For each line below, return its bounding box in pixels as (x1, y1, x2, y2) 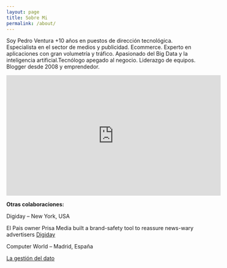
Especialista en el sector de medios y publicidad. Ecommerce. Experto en (6, 43, 192, 51)
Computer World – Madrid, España (6, 243, 94, 250)
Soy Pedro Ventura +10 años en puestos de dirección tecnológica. (6, 37, 173, 45)
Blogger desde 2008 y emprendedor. (6, 63, 100, 70)
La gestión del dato (6, 255, 55, 262)
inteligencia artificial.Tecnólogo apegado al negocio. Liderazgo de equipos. (6, 56, 196, 64)
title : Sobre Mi (6, 15, 48, 21)
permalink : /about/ (6, 20, 56, 26)
